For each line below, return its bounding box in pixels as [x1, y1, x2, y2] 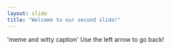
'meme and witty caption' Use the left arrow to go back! [7, 35, 164, 43]
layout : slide [7, 10, 48, 17]
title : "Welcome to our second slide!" [7, 16, 121, 23]
